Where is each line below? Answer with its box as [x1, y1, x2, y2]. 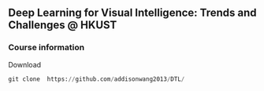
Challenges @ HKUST [8, 19, 117, 32]
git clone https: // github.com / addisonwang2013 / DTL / [8, 75, 185, 83]
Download [8, 60, 42, 69]
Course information [8, 42, 85, 53]
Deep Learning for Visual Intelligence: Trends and [8, 6, 257, 20]
